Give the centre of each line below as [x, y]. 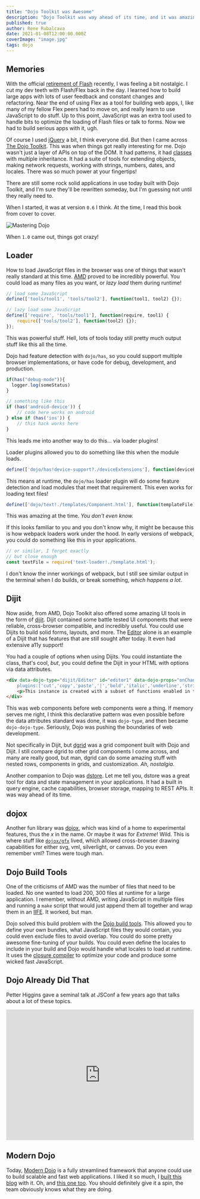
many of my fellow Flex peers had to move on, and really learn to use [91, 109]
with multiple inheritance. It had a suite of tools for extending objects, [91, 158]
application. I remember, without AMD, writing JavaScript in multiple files [95, 899]
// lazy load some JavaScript [44, 310]
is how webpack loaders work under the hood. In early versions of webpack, [100, 534]
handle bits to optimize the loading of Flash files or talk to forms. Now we [96, 122]
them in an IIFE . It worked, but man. [50, 912]
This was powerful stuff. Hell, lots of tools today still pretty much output [94, 338]
